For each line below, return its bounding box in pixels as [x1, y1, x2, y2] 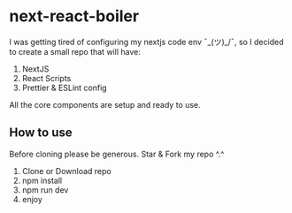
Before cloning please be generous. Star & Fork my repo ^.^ [9, 148, 225, 159]
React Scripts [21, 72, 72, 83]
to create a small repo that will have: [9, 46, 142, 57]
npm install [21, 175, 63, 186]
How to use [9, 126, 73, 141]
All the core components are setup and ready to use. [9, 99, 201, 110]
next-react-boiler [9, 6, 140, 27]
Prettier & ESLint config [21, 82, 108, 93]
